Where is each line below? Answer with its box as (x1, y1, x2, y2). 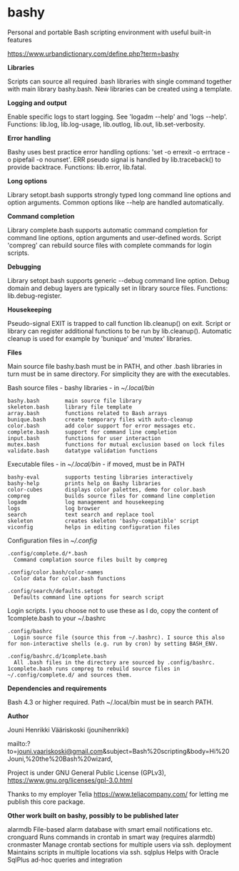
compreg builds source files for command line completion (7, 492, 215, 499)
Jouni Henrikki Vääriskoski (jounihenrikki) (7, 725, 130, 734)
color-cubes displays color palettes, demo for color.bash (7, 486, 205, 493)
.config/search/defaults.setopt (7, 587, 103, 594)
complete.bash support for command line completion (7, 428, 177, 436)
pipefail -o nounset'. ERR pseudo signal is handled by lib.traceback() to (13, 155, 221, 164)
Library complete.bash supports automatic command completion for (7, 226, 208, 234)
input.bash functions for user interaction (7, 434, 161, 442)
